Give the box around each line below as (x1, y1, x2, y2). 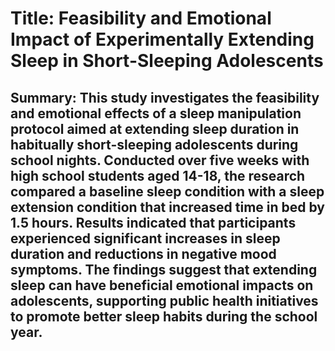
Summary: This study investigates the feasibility (10, 89, 320, 106)
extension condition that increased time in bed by (10, 198, 326, 216)
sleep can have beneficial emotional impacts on (10, 277, 314, 294)
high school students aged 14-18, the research (10, 167, 306, 184)
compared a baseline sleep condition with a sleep (10, 183, 325, 200)
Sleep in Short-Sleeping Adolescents (10, 50, 324, 72)
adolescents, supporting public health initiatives (10, 292, 319, 309)
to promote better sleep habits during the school (10, 308, 318, 325)
